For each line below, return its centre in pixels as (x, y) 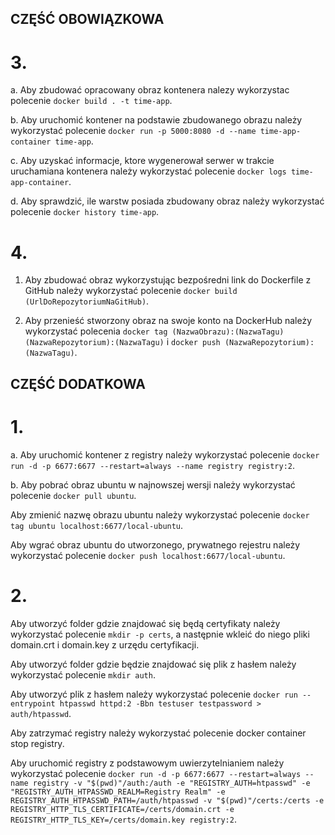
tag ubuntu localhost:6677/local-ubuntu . (97, 525)
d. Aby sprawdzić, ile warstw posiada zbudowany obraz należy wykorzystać (167, 201)
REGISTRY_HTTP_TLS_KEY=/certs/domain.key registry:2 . (123, 819)
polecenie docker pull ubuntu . (73, 495)
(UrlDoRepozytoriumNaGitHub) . (87, 301)
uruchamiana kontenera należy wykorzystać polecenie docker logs (148, 171)
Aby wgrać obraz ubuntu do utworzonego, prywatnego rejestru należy (155, 544)
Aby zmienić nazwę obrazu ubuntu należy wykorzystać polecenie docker (160, 514)
